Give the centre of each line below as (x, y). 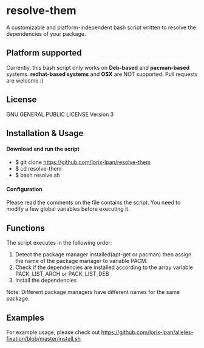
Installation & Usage (45, 133)
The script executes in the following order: (59, 243)
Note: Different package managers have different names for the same (93, 292)
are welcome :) (25, 80)
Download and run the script (43, 149)
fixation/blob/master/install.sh (43, 338)
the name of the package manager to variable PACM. (81, 261)
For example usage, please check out (53, 332)
